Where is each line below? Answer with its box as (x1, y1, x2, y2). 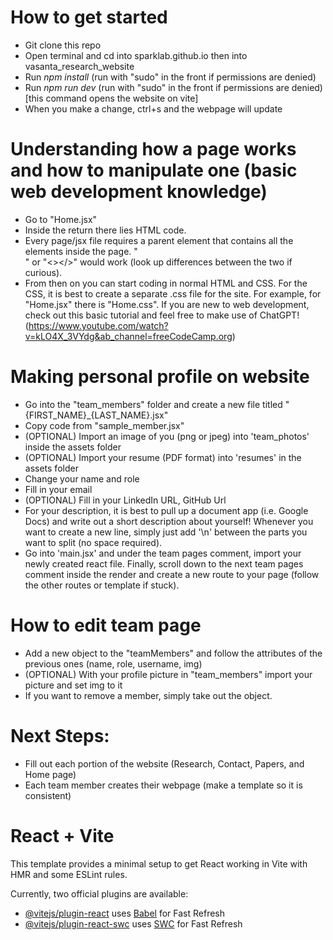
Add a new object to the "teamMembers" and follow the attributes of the (24, 647, 323, 659)
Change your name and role (24, 472, 140, 485)
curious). (24, 266, 63, 278)
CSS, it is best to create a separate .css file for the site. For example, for (24, 287, 322, 300)
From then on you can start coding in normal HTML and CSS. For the (24, 277, 308, 289)
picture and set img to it (24, 679, 123, 691)
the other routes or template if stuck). (24, 579, 180, 591)
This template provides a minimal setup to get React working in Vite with (10, 857, 308, 870)
